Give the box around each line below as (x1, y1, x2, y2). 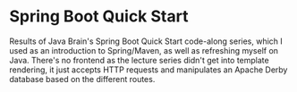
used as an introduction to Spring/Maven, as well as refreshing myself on (9, 45, 279, 55)
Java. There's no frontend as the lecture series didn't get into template (9, 54, 270, 65)
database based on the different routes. (9, 73, 156, 84)
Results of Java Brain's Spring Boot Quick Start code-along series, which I (9, 36, 284, 46)
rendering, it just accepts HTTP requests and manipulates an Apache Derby (9, 64, 288, 75)
